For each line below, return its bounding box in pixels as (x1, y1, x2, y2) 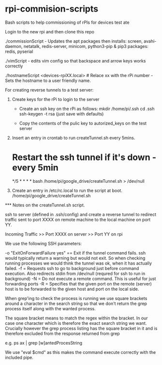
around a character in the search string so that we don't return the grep (5, 301, 147, 306)
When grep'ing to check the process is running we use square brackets (5, 295, 147, 301)
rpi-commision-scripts (5, 3, 98, 15)
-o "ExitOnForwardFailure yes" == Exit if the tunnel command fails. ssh (5, 250, 146, 255)
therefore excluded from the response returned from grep (5, 331, 120, 336)
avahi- (143, 38, 157, 44)
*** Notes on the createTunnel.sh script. (5, 202, 85, 208)
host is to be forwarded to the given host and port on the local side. (5, 286, 139, 292)
